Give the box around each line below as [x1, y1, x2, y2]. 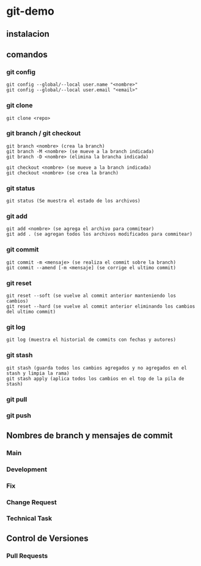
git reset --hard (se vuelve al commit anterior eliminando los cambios [6, 303, 196, 310]
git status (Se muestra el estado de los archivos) [6, 198, 141, 204]
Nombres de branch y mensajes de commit [6, 430, 173, 441]
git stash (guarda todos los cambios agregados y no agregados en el [6, 365, 188, 371]
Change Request [6, 497, 57, 506]
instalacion [6, 29, 50, 39]
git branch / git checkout [6, 129, 81, 138]
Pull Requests [6, 551, 48, 560]
